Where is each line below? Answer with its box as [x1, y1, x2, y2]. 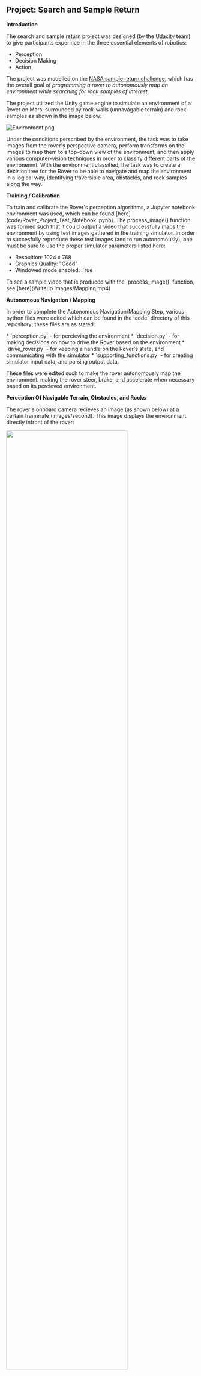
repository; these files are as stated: [6, 320, 95, 327]
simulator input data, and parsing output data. [6, 358, 119, 365]
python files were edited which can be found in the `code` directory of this [6, 314, 190, 321]
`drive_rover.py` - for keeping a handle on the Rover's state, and [6, 345, 164, 352]
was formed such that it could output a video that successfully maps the [6, 223, 185, 230]
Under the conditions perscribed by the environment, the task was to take [6, 135, 189, 143]
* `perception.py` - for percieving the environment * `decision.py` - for [6, 332, 179, 339]
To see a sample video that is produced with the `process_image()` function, [6, 278, 195, 285]
